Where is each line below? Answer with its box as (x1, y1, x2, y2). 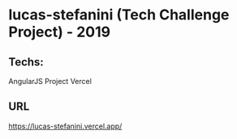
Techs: (8, 55, 45, 69)
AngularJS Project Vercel (8, 77, 92, 86)
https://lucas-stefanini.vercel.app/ (8, 121, 123, 131)
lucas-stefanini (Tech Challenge (8, 6, 230, 24)
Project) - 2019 (8, 23, 111, 41)
